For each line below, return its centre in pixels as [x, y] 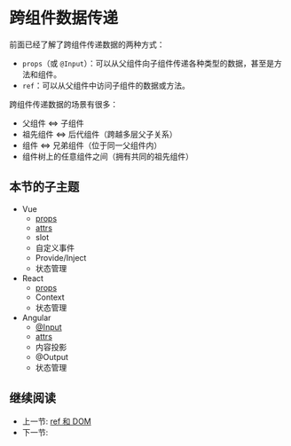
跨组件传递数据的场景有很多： [63, 104]
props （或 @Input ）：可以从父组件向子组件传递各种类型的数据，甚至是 [148, 63]
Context [50, 297]
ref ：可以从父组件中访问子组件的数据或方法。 [106, 85]
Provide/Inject [61, 257]
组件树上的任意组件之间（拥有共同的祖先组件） [107, 156]
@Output [52, 356]
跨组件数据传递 [64, 18]
